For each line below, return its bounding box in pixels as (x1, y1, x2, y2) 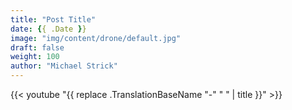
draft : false (10, 42, 65, 53)
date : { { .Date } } (10, 24, 87, 34)
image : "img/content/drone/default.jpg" (10, 33, 182, 43)
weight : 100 (10, 52, 60, 62)
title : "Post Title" (10, 14, 97, 25)
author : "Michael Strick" (10, 61, 118, 71)
